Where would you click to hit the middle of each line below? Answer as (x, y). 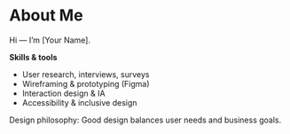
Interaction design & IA (63, 93)
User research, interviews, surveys (86, 74)
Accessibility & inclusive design (79, 102)
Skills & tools (33, 57)
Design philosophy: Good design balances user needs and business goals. (145, 120)
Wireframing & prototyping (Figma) (86, 83)
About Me (46, 16)
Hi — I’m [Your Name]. (50, 40)
